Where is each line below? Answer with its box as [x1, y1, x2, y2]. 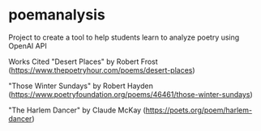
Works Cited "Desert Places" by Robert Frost [8, 57, 158, 66]
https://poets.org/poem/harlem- [145, 105, 253, 115]
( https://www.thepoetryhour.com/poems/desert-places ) [8, 65, 196, 74]
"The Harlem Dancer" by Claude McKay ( [8, 105, 146, 115]
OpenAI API [8, 40, 47, 50]
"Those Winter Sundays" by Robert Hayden [8, 81, 154, 91]
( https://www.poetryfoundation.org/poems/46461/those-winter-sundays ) [8, 89, 253, 99]
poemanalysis [8, 6, 105, 24]
